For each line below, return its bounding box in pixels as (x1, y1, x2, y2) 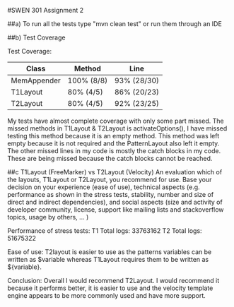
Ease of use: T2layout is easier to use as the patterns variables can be (7, 248, 212, 256)
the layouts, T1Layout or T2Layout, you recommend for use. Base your (7, 176, 212, 183)
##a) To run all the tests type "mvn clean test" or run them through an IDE (7, 20, 223, 28)
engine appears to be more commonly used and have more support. (7, 291, 206, 299)
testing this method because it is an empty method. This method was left (7, 132, 220, 140)
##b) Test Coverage (7, 33, 66, 42)
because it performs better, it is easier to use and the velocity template (7, 284, 213, 292)
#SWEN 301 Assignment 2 (7, 6, 84, 14)
